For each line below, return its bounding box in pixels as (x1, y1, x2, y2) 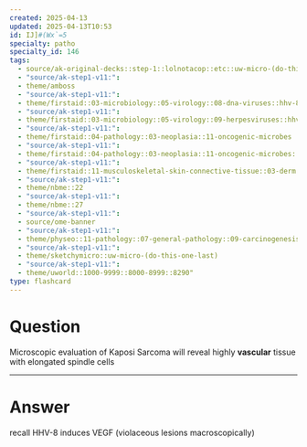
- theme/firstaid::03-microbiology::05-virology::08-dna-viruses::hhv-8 (17, 98, 301, 108)
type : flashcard (9, 277, 71, 286)
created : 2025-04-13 (9, 13, 89, 23)
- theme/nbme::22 (17, 184, 84, 193)
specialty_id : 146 (9, 48, 79, 57)
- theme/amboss (17, 81, 76, 90)
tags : (9, 56, 30, 65)
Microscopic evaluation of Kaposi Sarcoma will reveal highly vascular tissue (9, 346, 296, 357)
